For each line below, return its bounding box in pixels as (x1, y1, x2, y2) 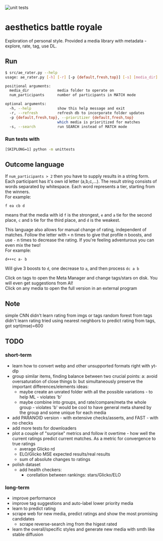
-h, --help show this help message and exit (9, 106, 125, 111)
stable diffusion (12, 532, 44, 538)
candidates (12, 516, 35, 522)
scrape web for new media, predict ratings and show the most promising (12, 511, 158, 517)
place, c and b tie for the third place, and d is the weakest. (5, 217, 121, 223)
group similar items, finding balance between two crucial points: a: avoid (12, 373, 158, 379)
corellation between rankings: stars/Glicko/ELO (26, 472, 121, 477)
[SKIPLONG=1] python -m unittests (5, 147, 75, 151)
